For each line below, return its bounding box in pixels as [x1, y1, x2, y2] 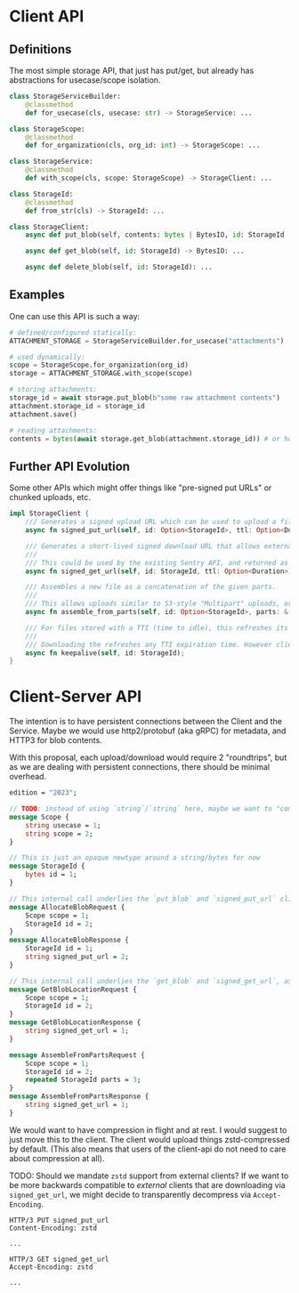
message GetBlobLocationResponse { [9, 1018, 141, 1027]
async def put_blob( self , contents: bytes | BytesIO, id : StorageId [25, 230, 285, 239]
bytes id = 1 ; [25, 870, 77, 879]
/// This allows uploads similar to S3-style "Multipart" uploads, [25, 599, 280, 609]
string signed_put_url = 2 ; [25, 952, 129, 962]
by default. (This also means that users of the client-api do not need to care [9, 1143, 287, 1154]
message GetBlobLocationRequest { [9, 985, 138, 994]
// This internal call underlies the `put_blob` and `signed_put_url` [9, 894, 277, 903]
